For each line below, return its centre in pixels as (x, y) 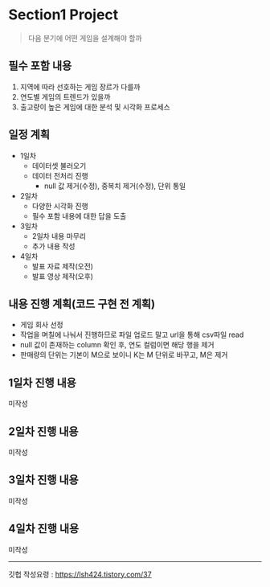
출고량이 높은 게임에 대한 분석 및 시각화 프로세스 (95, 107)
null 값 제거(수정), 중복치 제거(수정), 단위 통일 (115, 186)
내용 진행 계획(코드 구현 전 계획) (82, 304)
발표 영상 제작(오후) (63, 276)
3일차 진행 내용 (43, 480)
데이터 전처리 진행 (60, 175)
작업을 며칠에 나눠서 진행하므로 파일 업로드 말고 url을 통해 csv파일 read (132, 335)
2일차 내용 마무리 (59, 236)
